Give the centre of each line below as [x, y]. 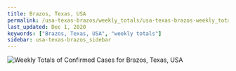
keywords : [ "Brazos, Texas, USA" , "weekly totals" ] [84, 33]
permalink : [23, 20]
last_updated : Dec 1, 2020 [47, 27]
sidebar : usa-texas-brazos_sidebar [59, 40]
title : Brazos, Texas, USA [47, 14]
